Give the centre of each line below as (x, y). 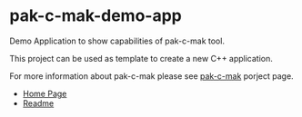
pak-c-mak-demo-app (96, 16)
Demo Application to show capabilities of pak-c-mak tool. (117, 41)
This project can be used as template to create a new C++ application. (141, 58)
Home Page (45, 93)
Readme (38, 103)
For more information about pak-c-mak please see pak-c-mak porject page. (151, 76)
